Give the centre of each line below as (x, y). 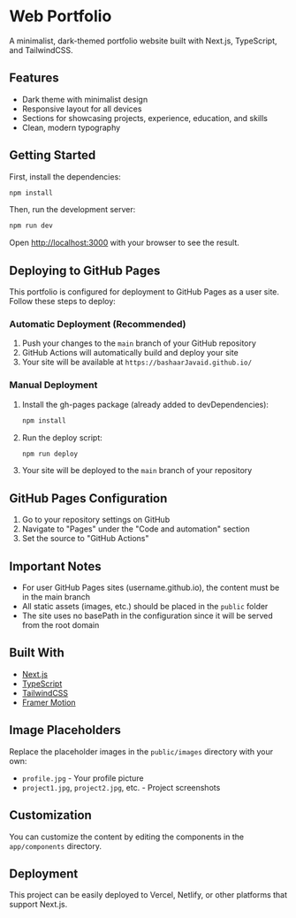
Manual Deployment (53, 385)
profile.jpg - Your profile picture (83, 778)
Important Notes (55, 566)
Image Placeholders (65, 730)
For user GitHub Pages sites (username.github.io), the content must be (151, 588)
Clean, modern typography (71, 127)
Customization (51, 815)
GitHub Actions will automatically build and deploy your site (130, 353)
